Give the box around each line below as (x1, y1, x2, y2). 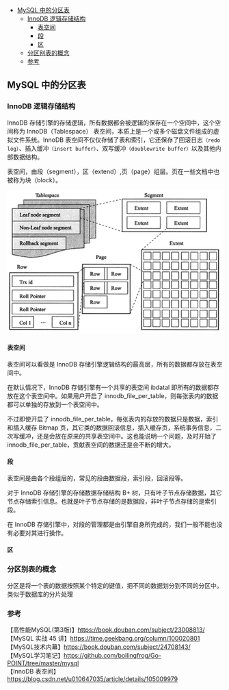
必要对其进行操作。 (12, 528, 67, 537)
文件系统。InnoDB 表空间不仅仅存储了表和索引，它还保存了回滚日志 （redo (12, 136, 221, 144)
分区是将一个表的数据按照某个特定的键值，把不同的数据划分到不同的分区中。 (7, 581, 223, 589)
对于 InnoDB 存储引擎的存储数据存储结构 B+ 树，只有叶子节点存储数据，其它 (7, 489, 222, 497)
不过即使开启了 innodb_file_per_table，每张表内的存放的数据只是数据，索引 (7, 415, 219, 423)
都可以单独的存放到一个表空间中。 (7, 400, 103, 408)
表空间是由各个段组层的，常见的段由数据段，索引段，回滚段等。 (7, 473, 187, 482)
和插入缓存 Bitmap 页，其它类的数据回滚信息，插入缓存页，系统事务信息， (7, 423, 216, 432)
